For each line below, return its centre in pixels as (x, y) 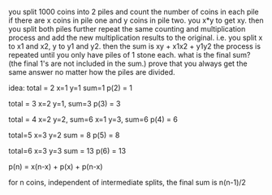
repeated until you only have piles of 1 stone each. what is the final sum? (130, 55)
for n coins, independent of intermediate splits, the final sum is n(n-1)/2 (127, 182)
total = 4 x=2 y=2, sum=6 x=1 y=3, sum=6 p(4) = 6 (93, 119)
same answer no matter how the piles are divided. (92, 72)
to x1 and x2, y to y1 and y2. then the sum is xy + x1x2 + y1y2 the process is (135, 46)
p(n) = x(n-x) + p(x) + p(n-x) (56, 167)
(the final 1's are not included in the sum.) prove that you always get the (128, 63)
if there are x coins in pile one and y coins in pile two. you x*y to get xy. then (136, 20)
